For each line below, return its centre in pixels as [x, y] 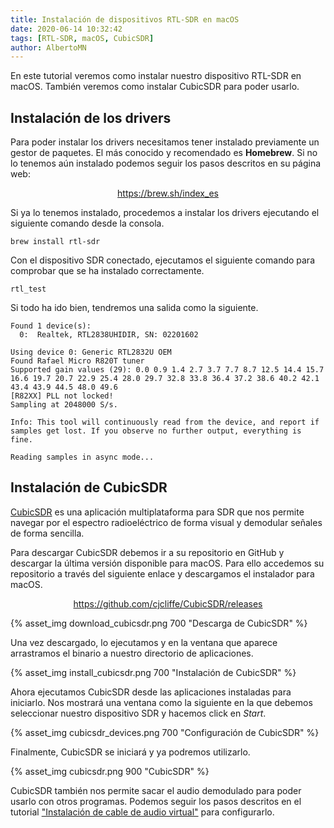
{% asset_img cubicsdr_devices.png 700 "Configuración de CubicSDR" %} [165, 732]
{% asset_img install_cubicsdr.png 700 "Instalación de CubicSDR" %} [153, 672]
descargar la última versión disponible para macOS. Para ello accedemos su [167, 563]
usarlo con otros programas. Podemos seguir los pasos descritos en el [156, 801]
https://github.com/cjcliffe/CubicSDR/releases [168, 603]
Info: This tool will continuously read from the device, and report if [165, 422]
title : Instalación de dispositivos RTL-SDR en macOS [125, 19]
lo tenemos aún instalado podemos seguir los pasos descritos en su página [166, 163]
